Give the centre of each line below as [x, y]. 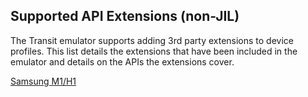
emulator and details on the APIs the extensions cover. [122, 61]
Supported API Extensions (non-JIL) [125, 16]
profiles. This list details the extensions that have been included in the [154, 51]
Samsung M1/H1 [43, 81]
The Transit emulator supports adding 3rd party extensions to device [152, 40]
